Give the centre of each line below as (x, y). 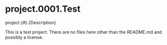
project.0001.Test (43, 9)
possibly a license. (24, 37)
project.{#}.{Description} (31, 22)
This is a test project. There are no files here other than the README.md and (83, 32)
